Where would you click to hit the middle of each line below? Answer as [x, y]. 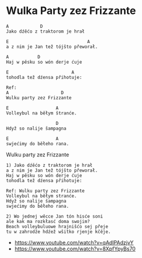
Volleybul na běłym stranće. [41, 196]
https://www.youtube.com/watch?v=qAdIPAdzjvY [74, 242]
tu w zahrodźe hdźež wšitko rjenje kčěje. [58, 232]
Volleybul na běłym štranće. [41, 113]
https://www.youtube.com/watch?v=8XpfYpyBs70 [75, 249]
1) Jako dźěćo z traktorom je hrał [49, 165]
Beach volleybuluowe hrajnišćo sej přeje [57, 226]
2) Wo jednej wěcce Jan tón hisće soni [55, 216]
